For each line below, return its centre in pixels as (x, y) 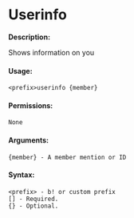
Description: (29, 37)
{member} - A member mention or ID (67, 157)
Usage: (21, 71)
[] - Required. (33, 199)
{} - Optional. (33, 206)
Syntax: (22, 175)
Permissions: (31, 105)
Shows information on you (51, 52)
